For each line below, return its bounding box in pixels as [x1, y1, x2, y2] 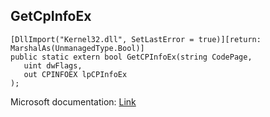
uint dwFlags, [23, 60, 83, 71]
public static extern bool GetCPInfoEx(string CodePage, [10, 52, 253, 62]
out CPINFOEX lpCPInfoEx [23, 69, 128, 79]
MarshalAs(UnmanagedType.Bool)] [10, 43, 145, 53]
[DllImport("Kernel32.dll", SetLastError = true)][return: [10, 34, 262, 44]
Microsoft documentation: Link [10, 95, 137, 108]
